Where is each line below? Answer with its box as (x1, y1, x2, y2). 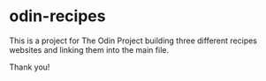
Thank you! (9, 62, 50, 72)
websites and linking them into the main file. (9, 44, 170, 55)
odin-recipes (9, 6, 106, 26)
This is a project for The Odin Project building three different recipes (9, 35, 258, 46)
